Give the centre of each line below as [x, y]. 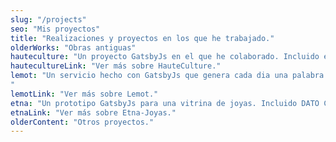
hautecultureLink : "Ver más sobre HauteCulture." [116, 66]
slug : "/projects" [48, 19]
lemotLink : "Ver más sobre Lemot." [84, 94]
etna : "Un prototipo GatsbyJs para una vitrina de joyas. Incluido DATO [165, 103]
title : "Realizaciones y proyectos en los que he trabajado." [142, 38]
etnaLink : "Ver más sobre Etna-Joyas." [93, 112]
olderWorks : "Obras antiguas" [73, 47]
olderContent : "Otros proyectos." [82, 122]
